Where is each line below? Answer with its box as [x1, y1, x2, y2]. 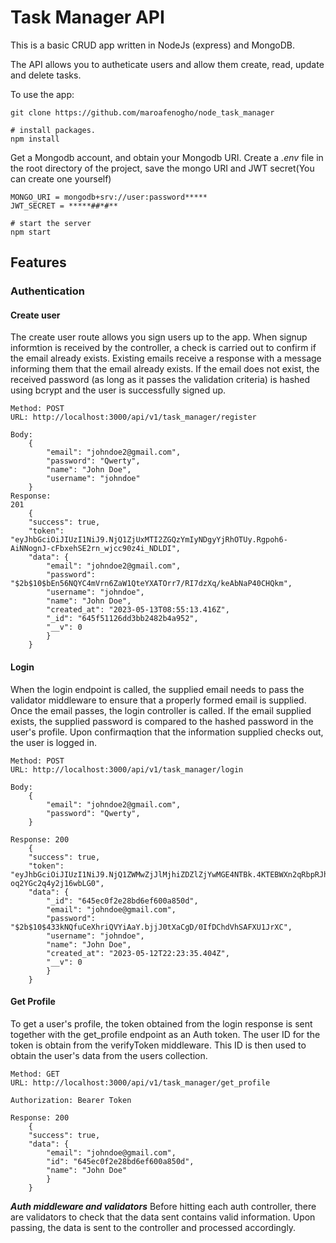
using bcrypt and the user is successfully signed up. [10, 384, 227, 396]
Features [10, 254, 67, 271]
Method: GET [10, 1069, 60, 1079]
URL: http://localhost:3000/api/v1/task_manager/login [10, 764, 244, 775]
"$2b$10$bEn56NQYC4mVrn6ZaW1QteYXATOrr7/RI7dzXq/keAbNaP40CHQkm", [10, 579, 293, 589]
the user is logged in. [10, 736, 98, 748]
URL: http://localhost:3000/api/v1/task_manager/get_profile [10, 1077, 271, 1088]
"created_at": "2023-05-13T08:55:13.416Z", [46, 605, 230, 615]
